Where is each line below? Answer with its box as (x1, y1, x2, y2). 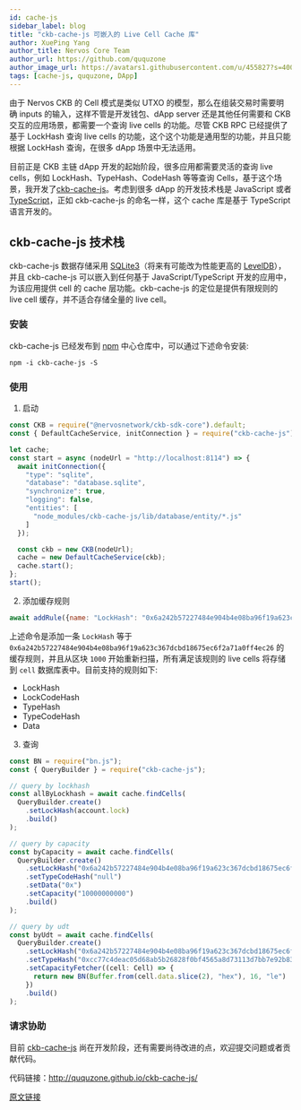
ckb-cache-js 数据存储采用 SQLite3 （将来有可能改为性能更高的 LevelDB (9, 260, 275, 271)
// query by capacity (9, 839, 90, 848)
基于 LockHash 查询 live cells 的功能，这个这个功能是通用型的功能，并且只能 (9, 131, 291, 142)
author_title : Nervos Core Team (9, 47, 130, 56)
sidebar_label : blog (9, 22, 87, 30)
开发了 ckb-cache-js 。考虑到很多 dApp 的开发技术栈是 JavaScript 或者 (32, 183, 292, 194)
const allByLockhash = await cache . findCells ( (9, 790, 186, 799)
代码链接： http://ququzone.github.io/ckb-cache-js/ (9, 1072, 199, 1083)
